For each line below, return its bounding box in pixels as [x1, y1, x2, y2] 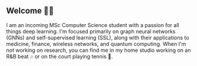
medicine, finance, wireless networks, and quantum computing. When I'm [6, 40, 186, 47]
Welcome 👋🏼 [6, 6, 55, 16]
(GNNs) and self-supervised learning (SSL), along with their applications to [6, 34, 189, 41]
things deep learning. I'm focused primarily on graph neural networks [6, 28, 176, 35]
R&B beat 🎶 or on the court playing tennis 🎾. [6, 52, 113, 60]
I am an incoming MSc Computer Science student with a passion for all [6, 21, 179, 28]
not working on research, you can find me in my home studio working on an [6, 47, 191, 54]
